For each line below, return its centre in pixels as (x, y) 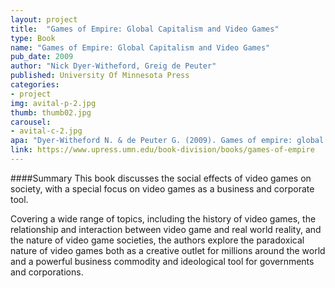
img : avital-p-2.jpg (53, 103)
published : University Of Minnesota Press (100, 76)
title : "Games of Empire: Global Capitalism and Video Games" (145, 29)
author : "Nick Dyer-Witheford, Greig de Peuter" (113, 66)
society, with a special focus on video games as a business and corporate (162, 188)
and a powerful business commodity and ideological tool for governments (162, 261)
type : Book (33, 38)
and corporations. (47, 272)
